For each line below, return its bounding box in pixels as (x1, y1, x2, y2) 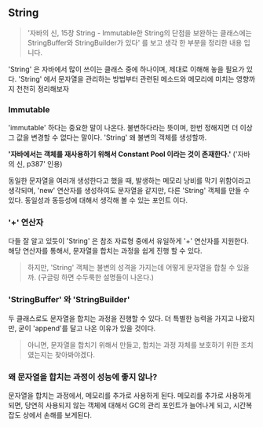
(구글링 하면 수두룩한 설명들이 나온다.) (38, 272, 155, 282)
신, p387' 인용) (16, 159, 63, 169)
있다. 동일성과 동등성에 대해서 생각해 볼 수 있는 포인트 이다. (8, 195, 188, 205)
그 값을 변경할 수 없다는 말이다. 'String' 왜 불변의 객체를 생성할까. (8, 133, 207, 142)
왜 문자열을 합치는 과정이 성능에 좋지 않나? (8, 371, 158, 382)
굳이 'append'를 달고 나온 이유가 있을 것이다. (18, 323, 156, 333)
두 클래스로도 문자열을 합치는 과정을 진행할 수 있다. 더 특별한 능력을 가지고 (8, 313, 234, 323)
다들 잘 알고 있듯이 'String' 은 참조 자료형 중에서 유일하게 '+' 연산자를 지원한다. (8, 236, 250, 246)
